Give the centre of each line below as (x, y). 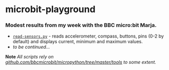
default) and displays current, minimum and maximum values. (78, 42)
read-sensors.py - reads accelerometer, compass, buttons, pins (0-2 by (88, 36)
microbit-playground (50, 9)
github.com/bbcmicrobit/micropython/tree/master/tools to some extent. (81, 62)
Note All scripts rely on (29, 57)
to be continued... (31, 47)
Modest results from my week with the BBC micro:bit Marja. (81, 25)
